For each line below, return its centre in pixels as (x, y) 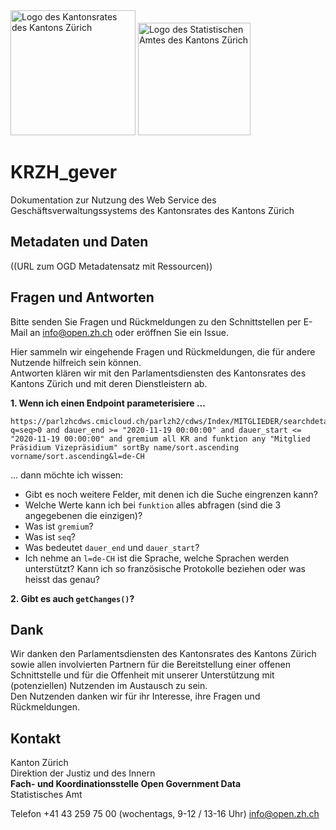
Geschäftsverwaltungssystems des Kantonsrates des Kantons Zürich (152, 210)
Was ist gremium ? (59, 526)
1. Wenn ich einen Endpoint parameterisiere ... (108, 403)
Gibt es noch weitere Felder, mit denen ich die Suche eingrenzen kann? (171, 494)
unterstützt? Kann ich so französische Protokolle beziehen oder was (165, 568)
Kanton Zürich (39, 763)
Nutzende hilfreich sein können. (76, 362)
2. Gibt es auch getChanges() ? (72, 598)
